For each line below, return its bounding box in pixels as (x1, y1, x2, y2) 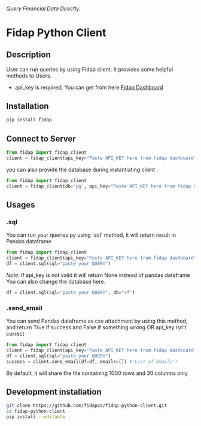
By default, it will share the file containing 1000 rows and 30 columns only (6, 370, 188, 377)
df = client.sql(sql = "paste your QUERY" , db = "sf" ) (6, 289, 135, 296)
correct (6, 330, 25, 338)
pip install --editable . (6, 414, 71, 420)
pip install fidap (6, 117, 52, 123)
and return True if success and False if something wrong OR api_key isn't (6, 324, 187, 331)
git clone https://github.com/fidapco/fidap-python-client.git (6, 403, 167, 409)
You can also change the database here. (6, 278, 106, 285)
